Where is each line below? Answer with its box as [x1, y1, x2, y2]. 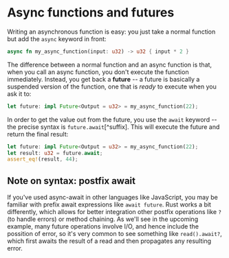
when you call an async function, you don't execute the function [7, 67, 189, 76]
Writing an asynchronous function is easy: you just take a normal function [7, 27, 216, 36]
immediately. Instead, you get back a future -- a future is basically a [7, 75, 200, 83]
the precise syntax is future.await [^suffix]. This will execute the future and [7, 122, 220, 131]
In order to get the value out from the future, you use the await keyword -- [7, 115, 218, 124]
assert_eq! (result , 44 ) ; [7, 156, 78, 163]
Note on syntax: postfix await [7, 175, 136, 187]
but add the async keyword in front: [7, 34, 107, 43]
